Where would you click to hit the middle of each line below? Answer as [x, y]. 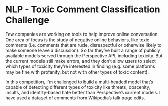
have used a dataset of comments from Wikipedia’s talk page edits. [75, 98]
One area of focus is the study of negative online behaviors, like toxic [77, 40]
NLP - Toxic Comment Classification [83, 9]
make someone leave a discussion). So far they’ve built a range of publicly [83, 50]
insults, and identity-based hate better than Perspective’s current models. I [83, 92]
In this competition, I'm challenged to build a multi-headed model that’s [79, 82]
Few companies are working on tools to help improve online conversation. [82, 34]
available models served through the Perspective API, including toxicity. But [84, 56]
